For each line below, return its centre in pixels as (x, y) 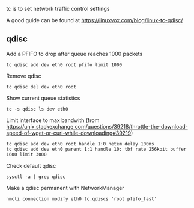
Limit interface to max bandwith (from (53, 120)
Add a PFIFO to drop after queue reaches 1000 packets (74, 54)
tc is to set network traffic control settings (58, 9)
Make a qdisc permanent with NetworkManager (65, 188)
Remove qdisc (24, 76)
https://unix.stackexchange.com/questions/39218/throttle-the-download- (97, 126)
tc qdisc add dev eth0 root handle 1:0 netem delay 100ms (80, 144)
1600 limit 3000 (26, 154)
